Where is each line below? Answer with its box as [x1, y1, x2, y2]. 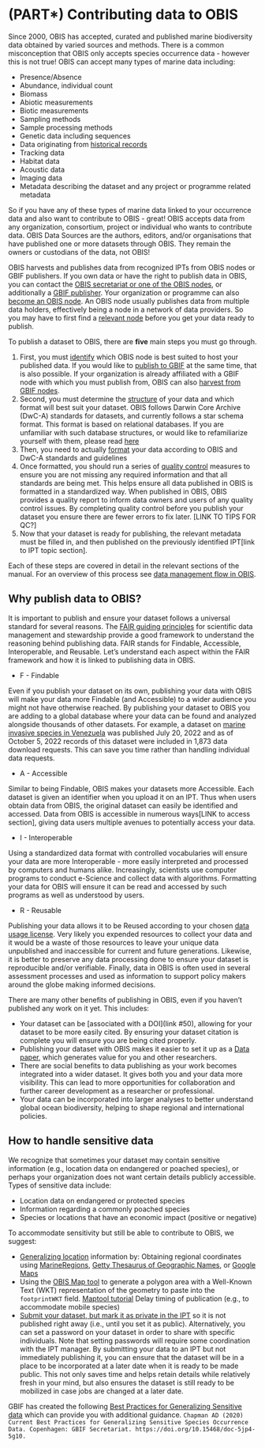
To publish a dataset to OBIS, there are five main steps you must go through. [8, 336, 257, 346]
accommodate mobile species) [19, 1302, 121, 1311]
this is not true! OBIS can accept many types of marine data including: [8, 57, 236, 66]
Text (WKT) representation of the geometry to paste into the [19, 1285, 215, 1294]
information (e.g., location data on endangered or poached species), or [8, 1163, 239, 1173]
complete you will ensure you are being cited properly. [19, 1035, 197, 1045]
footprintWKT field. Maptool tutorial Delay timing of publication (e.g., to [19, 1294, 250, 1303]
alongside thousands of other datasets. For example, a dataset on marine [8, 719, 246, 729]
